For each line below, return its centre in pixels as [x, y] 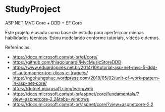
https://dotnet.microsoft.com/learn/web [53, 88]
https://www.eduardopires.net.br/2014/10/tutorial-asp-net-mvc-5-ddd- [85, 67]
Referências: [18, 47]
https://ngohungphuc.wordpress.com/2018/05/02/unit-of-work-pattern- [86, 78]
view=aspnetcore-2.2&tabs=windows [51, 99]
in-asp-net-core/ [29, 83]
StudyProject [33, 9]
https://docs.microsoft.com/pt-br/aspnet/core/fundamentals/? [76, 94]
